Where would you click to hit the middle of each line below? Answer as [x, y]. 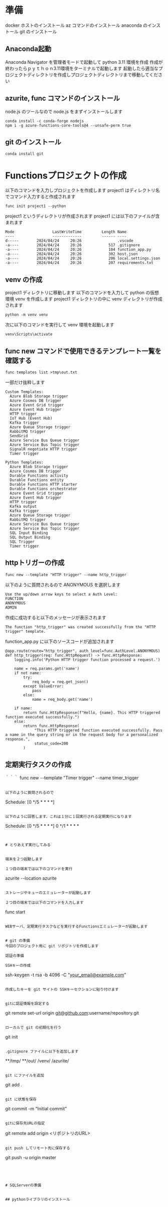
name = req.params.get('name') [47, 668]
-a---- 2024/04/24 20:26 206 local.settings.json [83, 258]
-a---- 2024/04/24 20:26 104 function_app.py [78, 250]
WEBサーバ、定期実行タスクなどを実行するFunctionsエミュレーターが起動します [76, 926]
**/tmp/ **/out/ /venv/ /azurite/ [37, 1060]
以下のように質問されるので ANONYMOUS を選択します [63, 584]
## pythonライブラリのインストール [38, 1199]
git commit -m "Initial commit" [36, 1108]
